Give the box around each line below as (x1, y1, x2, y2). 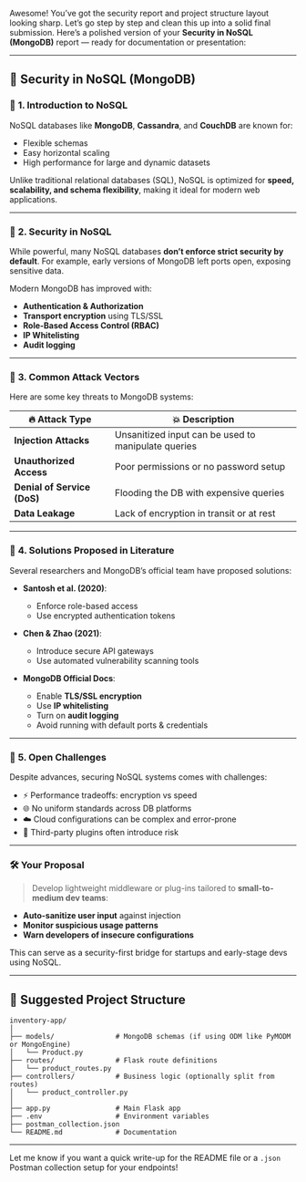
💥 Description (172, 413, 235, 426)
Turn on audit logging (36, 710, 119, 721)
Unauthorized (14, 455, 75, 468)
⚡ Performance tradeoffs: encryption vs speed (22, 789, 198, 801)
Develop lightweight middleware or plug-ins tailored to (31, 883, 237, 894)
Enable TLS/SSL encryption (36, 690, 143, 701)
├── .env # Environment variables (9, 1112, 209, 1121)
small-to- (238, 883, 275, 894)
